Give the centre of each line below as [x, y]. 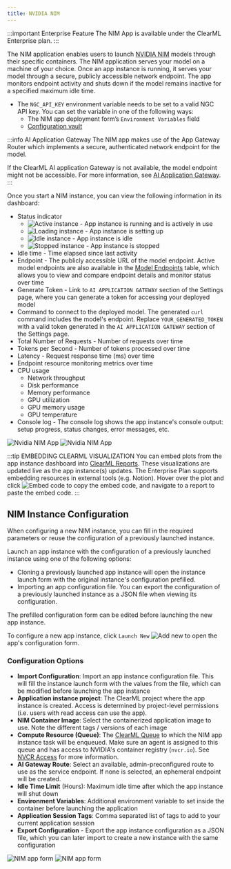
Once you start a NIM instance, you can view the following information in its [114, 195]
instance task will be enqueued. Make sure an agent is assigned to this [118, 742]
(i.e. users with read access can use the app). [82, 713]
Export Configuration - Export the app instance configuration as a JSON [121, 830]
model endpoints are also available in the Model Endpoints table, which [118, 267]
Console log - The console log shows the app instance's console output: [120, 421]
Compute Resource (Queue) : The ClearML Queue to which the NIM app [120, 735]
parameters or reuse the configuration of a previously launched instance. [111, 538]
